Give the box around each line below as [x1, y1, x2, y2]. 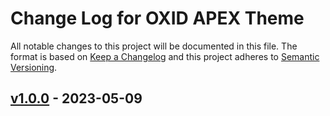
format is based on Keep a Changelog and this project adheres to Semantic [10, 50, 320, 62]
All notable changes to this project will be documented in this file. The [10, 40, 298, 52]
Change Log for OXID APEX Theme [10, 7, 305, 30]
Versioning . [10, 61, 58, 73]
